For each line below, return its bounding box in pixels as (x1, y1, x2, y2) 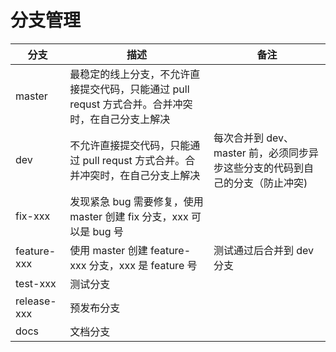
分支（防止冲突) (233, 176, 308, 190)
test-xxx (15, 276, 57, 290)
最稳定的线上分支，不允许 (69, 67, 191, 81)
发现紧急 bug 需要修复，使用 (69, 194, 204, 208)
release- (15, 294, 57, 308)
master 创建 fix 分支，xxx (69, 209, 189, 223)
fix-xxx (15, 209, 51, 223)
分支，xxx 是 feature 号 (88, 258, 198, 272)
